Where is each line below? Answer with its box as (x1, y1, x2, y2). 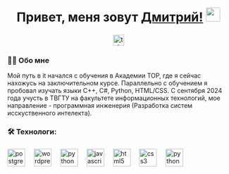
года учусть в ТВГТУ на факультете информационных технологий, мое (7, 94, 221, 102)
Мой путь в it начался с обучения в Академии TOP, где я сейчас (7, 71, 202, 80)
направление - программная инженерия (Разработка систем (7, 101, 192, 110)
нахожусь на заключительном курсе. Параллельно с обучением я (7, 79, 208, 87)
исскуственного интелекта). (7, 109, 92, 118)
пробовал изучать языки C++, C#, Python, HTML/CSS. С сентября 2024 (7, 87, 223, 95)
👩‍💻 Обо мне (7, 56, 50, 66)
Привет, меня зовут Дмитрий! (16, 9, 204, 25)
